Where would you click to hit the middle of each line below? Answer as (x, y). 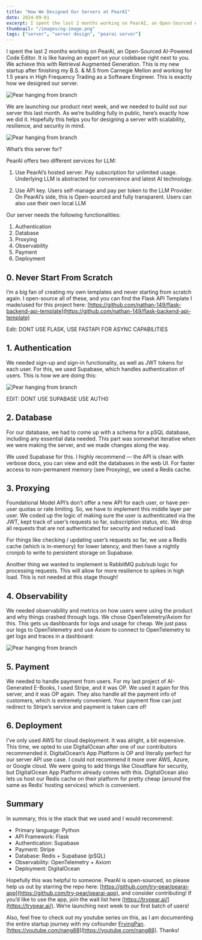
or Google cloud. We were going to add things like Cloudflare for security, (97, 765)
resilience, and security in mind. (46, 126)
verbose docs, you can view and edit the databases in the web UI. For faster (101, 463)
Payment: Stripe (35, 849)
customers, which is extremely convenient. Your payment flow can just (94, 700)
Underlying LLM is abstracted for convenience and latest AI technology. (104, 179)
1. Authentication (39, 348)
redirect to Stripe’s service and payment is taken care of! (76, 707)
